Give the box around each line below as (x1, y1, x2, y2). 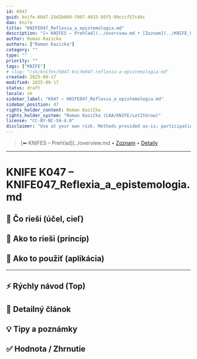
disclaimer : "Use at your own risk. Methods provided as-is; (6, 123, 159, 129)
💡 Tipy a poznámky (6, 324, 78, 334)
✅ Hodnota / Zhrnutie (6, 344, 86, 354)
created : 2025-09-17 (6, 74, 57, 80)
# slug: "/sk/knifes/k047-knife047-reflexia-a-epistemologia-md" (6, 69, 169, 75)
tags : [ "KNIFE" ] (6, 63, 46, 69)
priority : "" (6, 58, 38, 63)
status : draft (6, 85, 41, 91)
